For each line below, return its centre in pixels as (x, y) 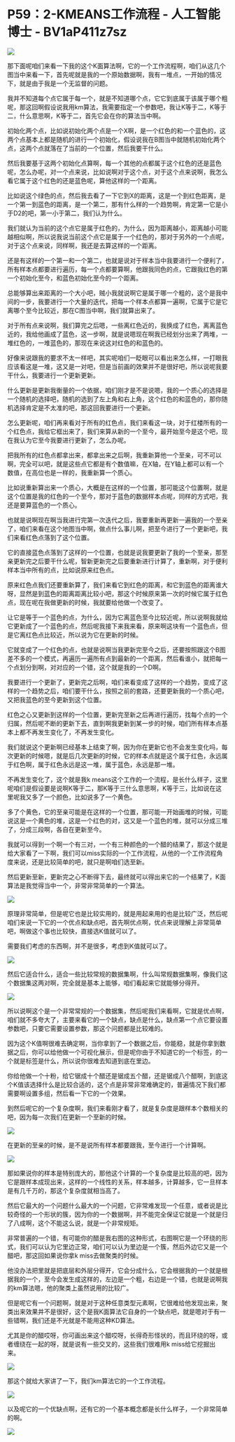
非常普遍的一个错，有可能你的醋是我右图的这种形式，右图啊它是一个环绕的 (114, 1238)
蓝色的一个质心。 (56, 505)
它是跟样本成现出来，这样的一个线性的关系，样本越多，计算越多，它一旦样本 (117, 1182)
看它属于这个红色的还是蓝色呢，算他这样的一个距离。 (84, 180)
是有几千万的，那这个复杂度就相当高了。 (65, 1190)
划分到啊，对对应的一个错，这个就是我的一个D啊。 (92, 667)
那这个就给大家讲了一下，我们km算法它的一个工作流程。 (88, 1381)
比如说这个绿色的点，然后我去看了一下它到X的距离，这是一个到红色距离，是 (116, 195)
